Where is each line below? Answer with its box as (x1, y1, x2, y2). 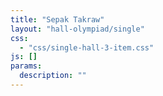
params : (10, 61, 43, 71)
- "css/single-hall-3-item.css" (19, 42, 155, 53)
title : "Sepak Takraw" (10, 14, 105, 25)
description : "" (19, 71, 87, 81)
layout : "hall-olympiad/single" (10, 24, 145, 34)
